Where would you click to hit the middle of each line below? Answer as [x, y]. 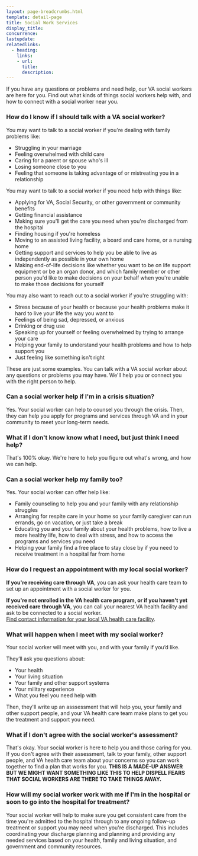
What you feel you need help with [56, 695]
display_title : [25, 28]
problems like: [23, 136]
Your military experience [44, 689]
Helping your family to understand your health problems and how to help [103, 345]
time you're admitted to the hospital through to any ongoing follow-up [91, 821]
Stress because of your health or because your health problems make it [102, 307]
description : [38, 72]
